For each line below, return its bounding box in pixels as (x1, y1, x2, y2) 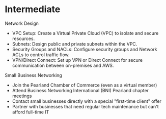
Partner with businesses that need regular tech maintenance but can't (12, 103, 159, 109)
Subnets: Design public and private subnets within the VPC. (12, 41, 137, 47)
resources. (12, 35, 35, 42)
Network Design (5, 20, 39, 26)
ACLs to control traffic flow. (12, 52, 70, 58)
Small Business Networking (5, 72, 62, 78)
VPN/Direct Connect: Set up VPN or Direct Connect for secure (12, 57, 143, 63)
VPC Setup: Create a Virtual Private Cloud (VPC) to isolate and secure (12, 30, 159, 36)
